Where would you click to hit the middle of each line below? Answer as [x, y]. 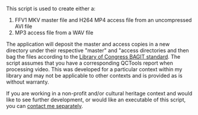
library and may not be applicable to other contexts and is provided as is [94, 76]
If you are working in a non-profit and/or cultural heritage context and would [99, 93]
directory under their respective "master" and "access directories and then [98, 50]
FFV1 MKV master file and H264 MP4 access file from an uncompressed [103, 20]
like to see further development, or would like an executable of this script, [96, 100]
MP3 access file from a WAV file [54, 33]
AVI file [23, 26]
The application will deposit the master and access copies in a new [88, 44]
